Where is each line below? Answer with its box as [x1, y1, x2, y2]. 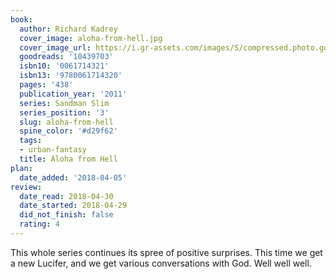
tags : [19, 136, 43, 146]
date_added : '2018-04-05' [19, 172, 128, 183]
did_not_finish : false [19, 210, 114, 220]
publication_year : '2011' [19, 89, 128, 99]
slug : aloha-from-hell [19, 117, 114, 127]
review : [10, 182, 43, 192]
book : [10, 14, 33, 25]
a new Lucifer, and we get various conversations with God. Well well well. [10, 257, 312, 269]
